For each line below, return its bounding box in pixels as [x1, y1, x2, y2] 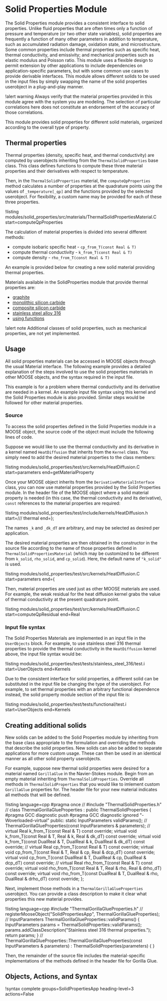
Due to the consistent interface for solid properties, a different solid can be [5, 676, 159, 682]
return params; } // [5, 932, 43, 938]
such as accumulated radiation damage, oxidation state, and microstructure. [5, 41, 162, 47]
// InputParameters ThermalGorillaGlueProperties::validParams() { [5, 916, 140, 922]
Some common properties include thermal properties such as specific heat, [5, 46, 161, 52]
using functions [12, 315, 45, 321]
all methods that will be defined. [5, 792, 71, 798]
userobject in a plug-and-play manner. [5, 83, 84, 89]
